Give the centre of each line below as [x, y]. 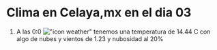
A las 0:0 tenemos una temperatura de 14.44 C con [113, 32]
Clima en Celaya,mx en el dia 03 [99, 13]
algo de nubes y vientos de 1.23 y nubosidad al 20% [90, 38]
